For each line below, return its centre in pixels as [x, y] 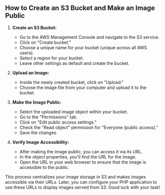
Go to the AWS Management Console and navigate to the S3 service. [90, 37]
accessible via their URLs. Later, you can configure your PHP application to [81, 182]
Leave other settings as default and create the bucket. [74, 63]
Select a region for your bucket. [52, 58]
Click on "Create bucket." [45, 42]
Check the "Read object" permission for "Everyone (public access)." [89, 127]
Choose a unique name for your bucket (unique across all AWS [83, 47]
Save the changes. [38, 133]
